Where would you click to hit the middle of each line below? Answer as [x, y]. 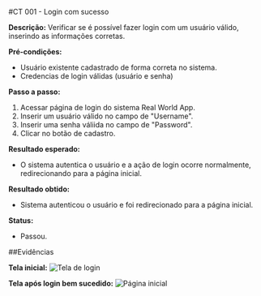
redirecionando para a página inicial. [81, 173]
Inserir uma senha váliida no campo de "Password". [106, 124]
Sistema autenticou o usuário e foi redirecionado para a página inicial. [137, 205]
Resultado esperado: [45, 149]
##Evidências [31, 252]
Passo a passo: [34, 92]
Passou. [34, 236]
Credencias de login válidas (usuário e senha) [96, 76]
